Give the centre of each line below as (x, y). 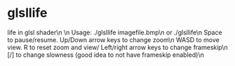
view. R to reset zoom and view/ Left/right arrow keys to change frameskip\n (117, 47)
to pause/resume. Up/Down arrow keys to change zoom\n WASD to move (113, 39)
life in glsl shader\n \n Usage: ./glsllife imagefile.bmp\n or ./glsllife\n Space (115, 32)
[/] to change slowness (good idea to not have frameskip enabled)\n (106, 55)
